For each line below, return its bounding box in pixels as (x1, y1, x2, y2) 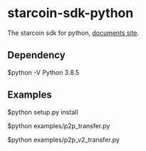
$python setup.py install (7, 108, 78, 116)
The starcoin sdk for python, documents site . (7, 28, 140, 37)
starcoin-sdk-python (7, 5, 134, 21)
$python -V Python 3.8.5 (7, 68, 80, 76)
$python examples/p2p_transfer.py (7, 121, 110, 130)
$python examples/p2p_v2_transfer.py (7, 135, 120, 144)
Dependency (7, 49, 66, 61)
